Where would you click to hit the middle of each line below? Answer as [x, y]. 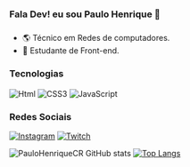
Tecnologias [37, 73]
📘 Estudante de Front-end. [70, 50]
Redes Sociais [41, 116]
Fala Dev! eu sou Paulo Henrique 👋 [85, 14]
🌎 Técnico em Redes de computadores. [96, 37]
